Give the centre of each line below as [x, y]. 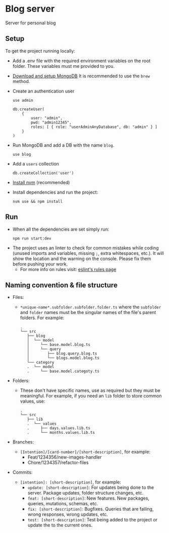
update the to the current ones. [60, 525]
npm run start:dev [32, 238]
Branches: [23, 442]
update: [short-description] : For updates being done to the [91, 487]
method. [21, 81]
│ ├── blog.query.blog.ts [62, 354]
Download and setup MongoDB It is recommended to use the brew [81, 76]
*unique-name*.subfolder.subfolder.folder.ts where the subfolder [91, 307]
